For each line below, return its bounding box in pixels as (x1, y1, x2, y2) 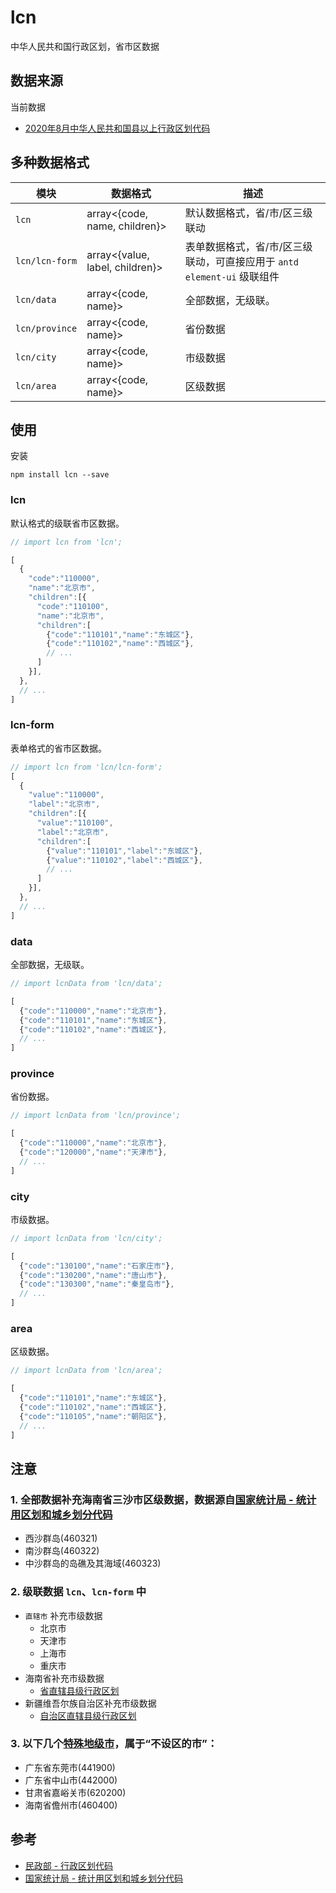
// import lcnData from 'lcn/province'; (10, 1111, 182, 1121)
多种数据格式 (10, 154, 90, 171)
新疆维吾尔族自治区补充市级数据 (24, 1697, 157, 1709)
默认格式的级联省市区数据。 (10, 517, 125, 529)
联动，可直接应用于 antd (184, 254, 299, 268)
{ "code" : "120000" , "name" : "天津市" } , (19, 1147, 168, 1158)
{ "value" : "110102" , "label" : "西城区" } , (46, 855, 203, 865)
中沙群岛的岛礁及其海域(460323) (24, 1557, 162, 1570)
